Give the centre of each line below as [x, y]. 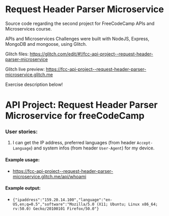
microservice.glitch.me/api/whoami [49, 176]
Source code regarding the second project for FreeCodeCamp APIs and [80, 23]
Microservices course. [29, 28]
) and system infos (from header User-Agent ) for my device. [93, 148]
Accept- [145, 143]
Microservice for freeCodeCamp [75, 116]
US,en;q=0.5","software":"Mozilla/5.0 [53, 204]
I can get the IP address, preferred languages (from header [74, 143]
